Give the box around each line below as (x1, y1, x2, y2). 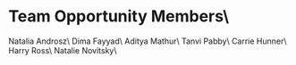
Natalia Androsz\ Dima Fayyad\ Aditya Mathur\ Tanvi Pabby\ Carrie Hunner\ (8, 36, 287, 46)
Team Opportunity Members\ (8, 6, 230, 27)
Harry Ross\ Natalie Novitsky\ (8, 45, 117, 55)
